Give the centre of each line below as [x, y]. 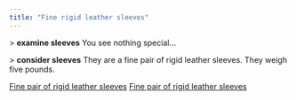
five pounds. [32, 69]
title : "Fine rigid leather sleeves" [79, 17]
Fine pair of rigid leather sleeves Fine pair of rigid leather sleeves [128, 86]
